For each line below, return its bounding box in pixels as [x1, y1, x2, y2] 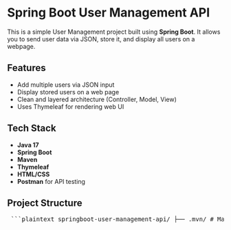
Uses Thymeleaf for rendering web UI [16, 102, 124, 111]
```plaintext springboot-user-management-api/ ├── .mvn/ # [10, 216, 214, 223]
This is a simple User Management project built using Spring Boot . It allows [7, 28, 221, 36]
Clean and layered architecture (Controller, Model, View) [16, 95, 177, 103]
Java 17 [16, 140, 39, 149]
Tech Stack [7, 123, 56, 134]
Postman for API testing [16, 177, 86, 185]
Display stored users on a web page [16, 87, 120, 96]
